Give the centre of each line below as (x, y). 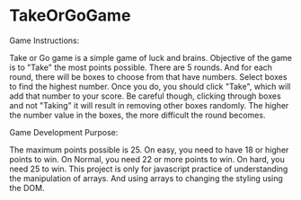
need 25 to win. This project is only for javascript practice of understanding (149, 169)
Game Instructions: (44, 40)
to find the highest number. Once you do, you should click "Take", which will (150, 86)
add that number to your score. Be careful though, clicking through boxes (145, 96)
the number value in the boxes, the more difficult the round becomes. (137, 115)
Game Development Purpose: (64, 132)
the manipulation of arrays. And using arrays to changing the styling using (146, 178)
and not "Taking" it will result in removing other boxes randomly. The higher (149, 105)
